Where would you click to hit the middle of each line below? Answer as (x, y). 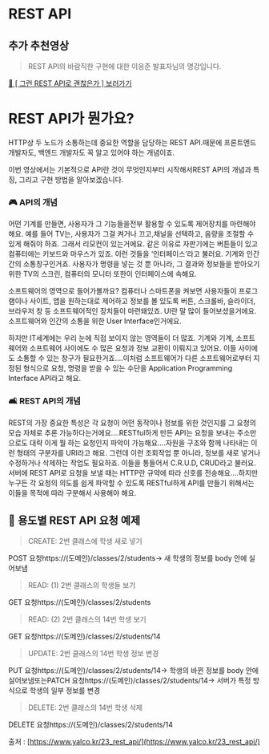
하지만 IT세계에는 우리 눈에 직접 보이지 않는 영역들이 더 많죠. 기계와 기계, (121, 338)
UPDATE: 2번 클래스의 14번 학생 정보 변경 (93, 654)
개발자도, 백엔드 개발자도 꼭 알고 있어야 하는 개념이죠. (91, 152)
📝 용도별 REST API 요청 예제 (74, 520)
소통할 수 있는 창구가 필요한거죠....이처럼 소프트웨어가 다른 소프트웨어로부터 (134, 359)
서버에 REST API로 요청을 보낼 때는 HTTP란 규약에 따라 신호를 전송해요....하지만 (133, 472)
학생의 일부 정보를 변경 (65, 691)
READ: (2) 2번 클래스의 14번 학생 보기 (87, 619)
